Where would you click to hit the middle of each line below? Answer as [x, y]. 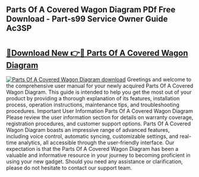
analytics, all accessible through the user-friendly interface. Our [96, 143]
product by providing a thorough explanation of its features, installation [93, 98]
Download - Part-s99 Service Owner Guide [87, 19]
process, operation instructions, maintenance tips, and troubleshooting [93, 105]
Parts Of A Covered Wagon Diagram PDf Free [91, 10]
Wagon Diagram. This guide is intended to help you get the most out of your [99, 92]
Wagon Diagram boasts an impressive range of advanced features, [88, 130]
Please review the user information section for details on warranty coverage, [100, 117]
